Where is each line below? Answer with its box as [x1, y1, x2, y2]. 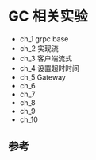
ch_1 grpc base [19, 33, 69, 44]
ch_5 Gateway [19, 72, 66, 82]
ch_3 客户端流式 [19, 53, 73, 63]
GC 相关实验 [8, 7, 89, 25]
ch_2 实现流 [19, 43, 59, 53]
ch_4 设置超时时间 [19, 63, 79, 72]
